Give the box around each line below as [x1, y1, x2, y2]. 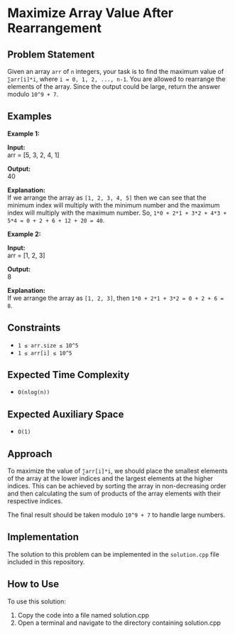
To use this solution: [7, 597, 66, 606]
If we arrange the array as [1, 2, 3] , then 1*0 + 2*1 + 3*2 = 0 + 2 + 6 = [7, 294, 224, 302]
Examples [7, 110, 52, 122]
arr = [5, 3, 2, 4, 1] [7, 151, 60, 159]
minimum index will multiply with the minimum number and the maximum [7, 200, 220, 209]
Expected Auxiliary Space [7, 408, 124, 420]
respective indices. [7, 497, 63, 505]
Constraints [7, 322, 61, 334]
